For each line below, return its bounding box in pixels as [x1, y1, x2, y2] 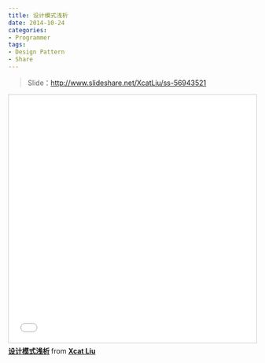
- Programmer [8, 33, 51, 42]
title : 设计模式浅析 [8, 11, 68, 20]
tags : [8, 41, 26, 49]
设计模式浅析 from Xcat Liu [8, 346, 96, 355]
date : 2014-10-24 [8, 19, 65, 27]
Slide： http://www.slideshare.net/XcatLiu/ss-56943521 [27, 78, 207, 87]
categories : [8, 26, 47, 34]
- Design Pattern [8, 48, 65, 56]
